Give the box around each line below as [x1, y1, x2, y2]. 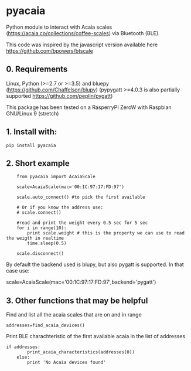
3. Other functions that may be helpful [6, 295, 148, 305]
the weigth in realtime [6, 236, 64, 241]
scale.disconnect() [16, 251, 64, 257]
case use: [6, 267, 30, 274]
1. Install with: [6, 127, 57, 137]
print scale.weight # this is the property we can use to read [27, 230, 185, 236]
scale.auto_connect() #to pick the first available [16, 195, 145, 200]
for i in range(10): [16, 225, 67, 231]
